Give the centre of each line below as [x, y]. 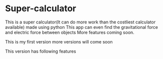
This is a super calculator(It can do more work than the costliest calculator [81, 22]
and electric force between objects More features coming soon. [70, 32]
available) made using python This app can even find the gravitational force [82, 27]
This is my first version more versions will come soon [59, 41]
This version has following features [41, 51]
